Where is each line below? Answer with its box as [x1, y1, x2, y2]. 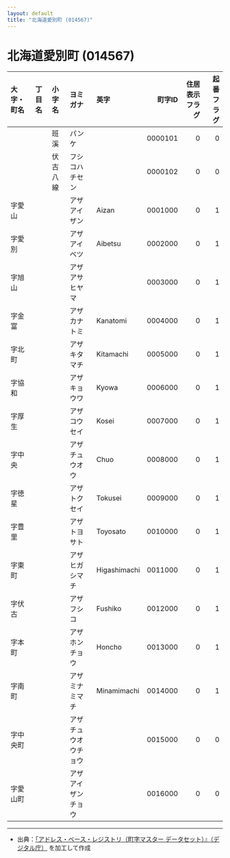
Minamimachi [96, 686, 140, 696]
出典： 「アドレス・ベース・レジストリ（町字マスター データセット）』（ [16, 835, 214, 844]
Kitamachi [96, 350, 129, 359]
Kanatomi [96, 316, 127, 326]
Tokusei [96, 493, 122, 503]
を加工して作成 [49, 844, 91, 852]
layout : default [7, 10, 53, 17]
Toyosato [96, 527, 127, 537]
